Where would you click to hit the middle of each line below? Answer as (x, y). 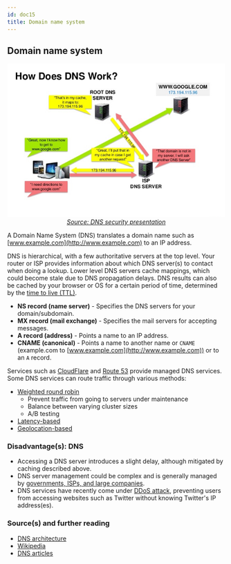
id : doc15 (21, 15)
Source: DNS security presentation (116, 222)
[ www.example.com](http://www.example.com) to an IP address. (100, 243)
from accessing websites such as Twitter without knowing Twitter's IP (117, 498)
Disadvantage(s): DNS (46, 446)
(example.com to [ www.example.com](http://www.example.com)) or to (118, 350)
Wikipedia (31, 545)
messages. (33, 328)
